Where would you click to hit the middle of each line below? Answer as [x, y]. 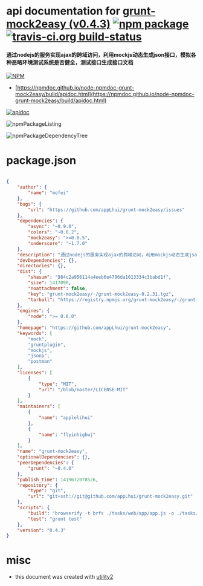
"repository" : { [38, 485]
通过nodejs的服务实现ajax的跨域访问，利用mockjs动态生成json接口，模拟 [99, 54]
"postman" [40, 362]
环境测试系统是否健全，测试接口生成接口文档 [78, 62]
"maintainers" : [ [39, 406]
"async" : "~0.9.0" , [53, 227]
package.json [41, 160]
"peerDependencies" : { [46, 463]
